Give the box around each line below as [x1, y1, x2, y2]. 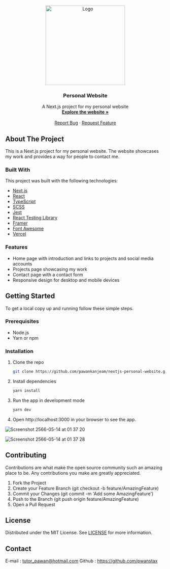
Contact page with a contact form [12, 272, 84, 278]
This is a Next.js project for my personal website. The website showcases [5, 148, 159, 154]
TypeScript [12, 199, 36, 205]
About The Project [5, 134, 64, 143]
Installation [5, 347, 34, 355]
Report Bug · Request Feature [54, 120, 116, 126]
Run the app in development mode [12, 397, 85, 403]
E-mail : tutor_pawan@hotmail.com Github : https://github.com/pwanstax [5, 558, 158, 564]
